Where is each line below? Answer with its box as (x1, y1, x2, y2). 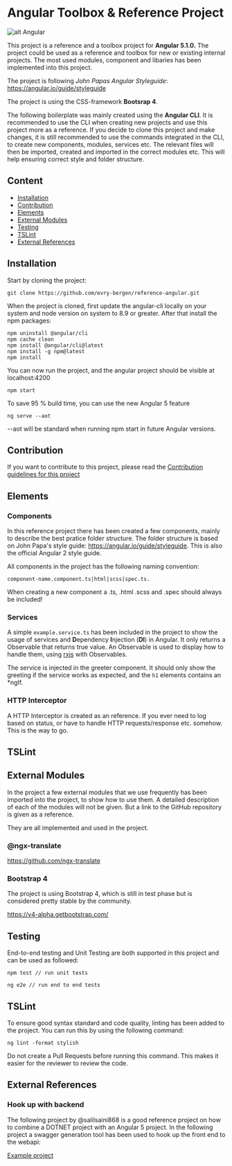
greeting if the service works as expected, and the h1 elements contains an (7, 671, 222, 679)
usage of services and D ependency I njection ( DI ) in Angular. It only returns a (7, 636, 226, 644)
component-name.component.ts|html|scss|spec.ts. (7, 576, 150, 583)
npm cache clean (7, 336, 54, 343)
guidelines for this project (7, 470, 80, 478)
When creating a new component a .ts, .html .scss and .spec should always (7, 588, 222, 596)
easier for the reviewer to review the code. (7, 1059, 128, 1068)
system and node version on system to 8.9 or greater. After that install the (7, 309, 217, 317)
